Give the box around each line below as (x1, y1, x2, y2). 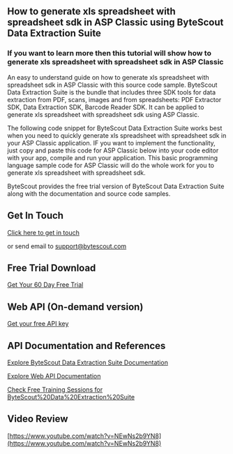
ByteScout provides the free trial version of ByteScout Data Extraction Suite (7, 182, 225, 190)
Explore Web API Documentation (7, 371, 101, 380)
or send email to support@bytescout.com (7, 241, 127, 250)
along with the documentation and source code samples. (7, 189, 171, 198)
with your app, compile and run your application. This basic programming (7, 153, 218, 162)
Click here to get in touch (7, 228, 80, 236)
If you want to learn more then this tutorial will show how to (7, 48, 211, 58)
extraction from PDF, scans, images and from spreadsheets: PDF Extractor (7, 95, 222, 104)
